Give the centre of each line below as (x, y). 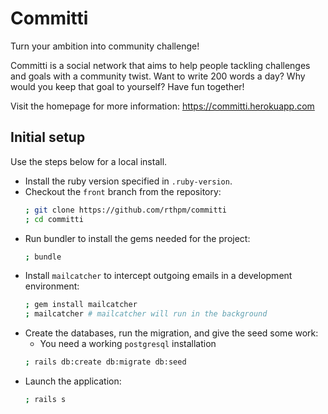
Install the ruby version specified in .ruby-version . (128, 181)
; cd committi (54, 219)
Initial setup (48, 137)
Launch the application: (73, 381)
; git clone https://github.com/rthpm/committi (125, 210)
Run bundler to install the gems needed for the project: (137, 238)
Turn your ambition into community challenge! (105, 46)
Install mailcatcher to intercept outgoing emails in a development (158, 276)
